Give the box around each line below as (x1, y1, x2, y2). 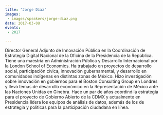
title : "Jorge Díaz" (5, 7, 47, 12)
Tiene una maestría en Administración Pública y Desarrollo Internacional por (5, 58, 158, 63)
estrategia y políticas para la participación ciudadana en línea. (5, 104, 129, 110)
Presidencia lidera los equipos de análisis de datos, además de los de (5, 99, 145, 105)
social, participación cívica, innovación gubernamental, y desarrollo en (5, 68, 147, 74)
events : (5, 25, 21, 30)
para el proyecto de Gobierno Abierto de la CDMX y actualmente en (5, 94, 141, 100)
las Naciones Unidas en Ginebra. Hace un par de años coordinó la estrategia (5, 89, 159, 95)
